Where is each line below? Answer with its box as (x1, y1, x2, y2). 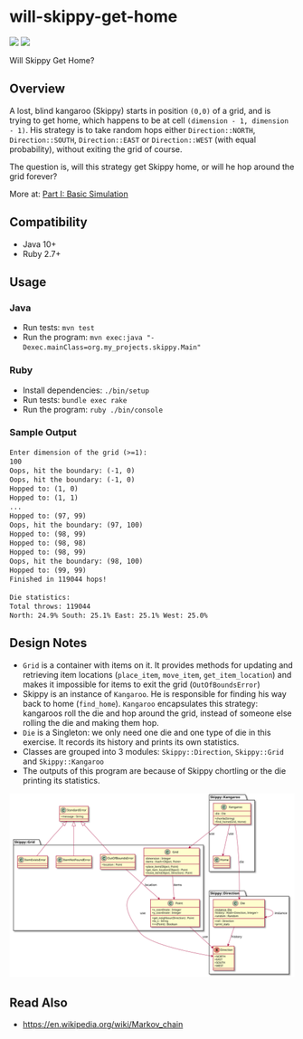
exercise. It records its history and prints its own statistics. (22, 736, 240, 748)
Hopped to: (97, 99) (9, 511, 88, 520)
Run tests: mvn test (22, 322, 95, 333)
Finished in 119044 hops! (9, 575, 107, 584)
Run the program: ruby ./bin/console (22, 404, 164, 415)
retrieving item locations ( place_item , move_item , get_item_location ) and (22, 669, 292, 680)
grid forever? (9, 170, 58, 182)
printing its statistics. (22, 775, 101, 786)
